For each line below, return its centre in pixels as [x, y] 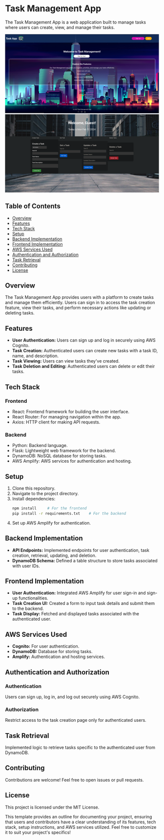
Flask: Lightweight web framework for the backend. [64, 451]
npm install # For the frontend [49, 508]
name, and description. [35, 356]
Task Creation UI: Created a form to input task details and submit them [83, 604]
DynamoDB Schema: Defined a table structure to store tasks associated [85, 560]
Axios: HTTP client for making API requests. [56, 422]
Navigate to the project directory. [45, 494]
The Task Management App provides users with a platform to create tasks [79, 297]
